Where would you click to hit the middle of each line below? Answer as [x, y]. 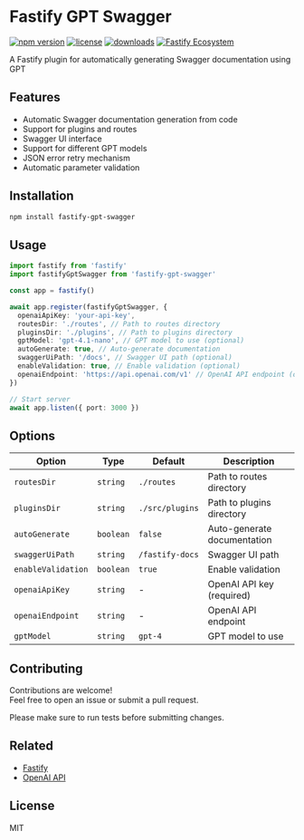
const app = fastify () [52, 291]
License [32, 806]
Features [35, 97]
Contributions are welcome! [61, 690]
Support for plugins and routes [80, 129]
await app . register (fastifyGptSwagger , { [89, 307]
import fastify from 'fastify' [68, 266]
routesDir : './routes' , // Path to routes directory [119, 323]
